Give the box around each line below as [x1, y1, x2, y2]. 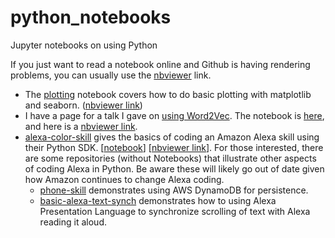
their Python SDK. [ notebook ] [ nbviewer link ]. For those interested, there [24, 141, 324, 153]
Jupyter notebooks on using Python [10, 39, 158, 51]
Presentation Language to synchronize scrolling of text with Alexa [39, 205, 311, 217]
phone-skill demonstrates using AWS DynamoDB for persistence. [39, 184, 309, 196]
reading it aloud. [39, 216, 107, 228]
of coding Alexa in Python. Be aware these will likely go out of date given [24, 162, 325, 175]
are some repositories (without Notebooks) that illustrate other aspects [24, 152, 317, 164]
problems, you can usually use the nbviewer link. [10, 69, 212, 81]
